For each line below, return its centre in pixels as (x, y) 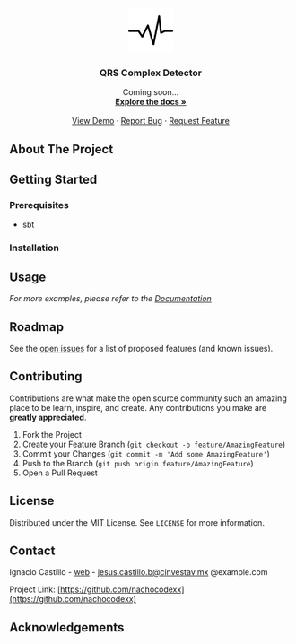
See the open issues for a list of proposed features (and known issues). (141, 348)
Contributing (46, 376)
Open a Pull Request (60, 473)
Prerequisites (39, 205)
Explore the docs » (151, 102)
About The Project (61, 149)
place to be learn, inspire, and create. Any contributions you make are (138, 407)
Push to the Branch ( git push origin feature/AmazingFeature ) (138, 463)
